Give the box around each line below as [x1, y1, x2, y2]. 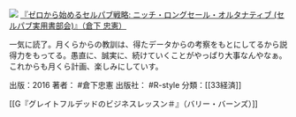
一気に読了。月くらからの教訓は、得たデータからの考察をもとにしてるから [9, 40, 280, 49]
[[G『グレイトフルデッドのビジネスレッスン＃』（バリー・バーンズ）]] [9, 99, 258, 109]
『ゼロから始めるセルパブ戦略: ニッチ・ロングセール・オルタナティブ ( [19, 10, 277, 19]
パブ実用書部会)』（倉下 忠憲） [16, 20, 127, 31]
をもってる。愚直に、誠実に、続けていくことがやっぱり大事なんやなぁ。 [24, 50, 287, 61]
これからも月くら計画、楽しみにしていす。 [9, 62, 163, 71]
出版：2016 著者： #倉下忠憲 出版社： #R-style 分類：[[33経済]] [9, 80, 242, 90]
